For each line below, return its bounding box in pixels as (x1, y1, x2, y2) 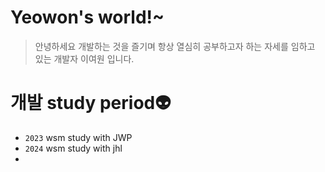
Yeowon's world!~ (10, 6, 165, 29)
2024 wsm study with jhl (24, 142, 123, 154)
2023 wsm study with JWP (24, 131, 133, 143)
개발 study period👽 (10, 92, 172, 115)
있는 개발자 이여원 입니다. (34, 52, 135, 65)
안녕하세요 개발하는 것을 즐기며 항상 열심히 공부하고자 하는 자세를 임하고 (34, 40, 316, 52)
